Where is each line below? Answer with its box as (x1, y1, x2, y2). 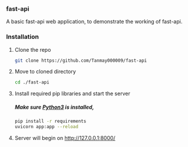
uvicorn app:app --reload (14, 124, 78, 130)
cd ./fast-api (14, 79, 50, 85)
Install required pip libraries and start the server (14, 90, 131, 97)
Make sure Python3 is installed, (14, 103, 94, 111)
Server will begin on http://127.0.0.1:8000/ (14, 135, 116, 142)
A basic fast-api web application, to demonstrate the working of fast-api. (6, 18, 183, 25)
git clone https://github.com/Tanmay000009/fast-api (14, 58, 147, 64)
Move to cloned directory (14, 68, 77, 75)
